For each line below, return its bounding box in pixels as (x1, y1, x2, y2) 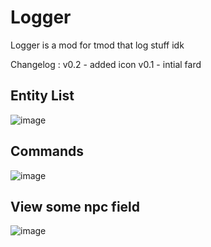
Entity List (10, 87, 75, 105)
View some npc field (10, 198, 141, 215)
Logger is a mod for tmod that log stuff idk (10, 39, 185, 51)
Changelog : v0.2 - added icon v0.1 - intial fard (10, 58, 202, 70)
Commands (10, 143, 85, 160)
